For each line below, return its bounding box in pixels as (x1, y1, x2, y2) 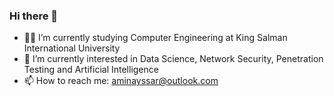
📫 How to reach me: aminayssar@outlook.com (23, 75, 219, 87)
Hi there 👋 (9, 9, 59, 23)
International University (23, 42, 121, 54)
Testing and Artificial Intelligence (23, 64, 159, 76)
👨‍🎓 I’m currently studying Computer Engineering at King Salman (23, 32, 288, 44)
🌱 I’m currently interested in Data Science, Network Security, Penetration (23, 53, 324, 65)
